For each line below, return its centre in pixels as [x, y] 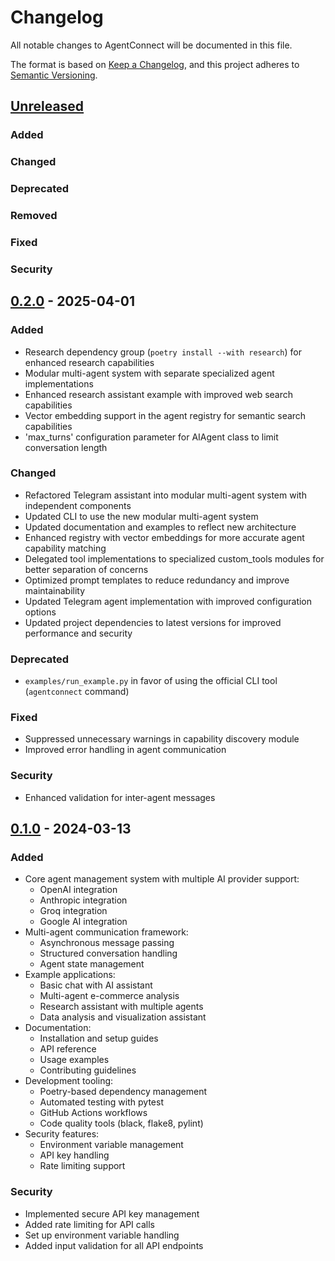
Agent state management [92, 964]
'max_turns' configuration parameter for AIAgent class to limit [151, 437]
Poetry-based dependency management [123, 1092]
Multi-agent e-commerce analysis [109, 996]
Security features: [62, 1134]
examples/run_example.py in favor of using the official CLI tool [151, 681]
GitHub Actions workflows [93, 1113]
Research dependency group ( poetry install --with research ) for [163, 352]
